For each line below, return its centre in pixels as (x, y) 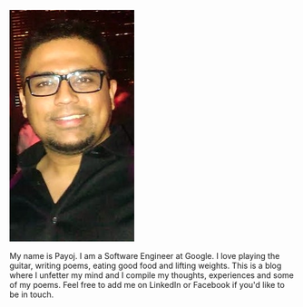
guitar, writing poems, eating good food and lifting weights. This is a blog (146, 265)
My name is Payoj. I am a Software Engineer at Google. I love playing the (145, 256)
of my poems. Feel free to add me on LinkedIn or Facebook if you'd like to (147, 285)
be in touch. (32, 294)
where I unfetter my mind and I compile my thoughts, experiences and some (152, 275)
